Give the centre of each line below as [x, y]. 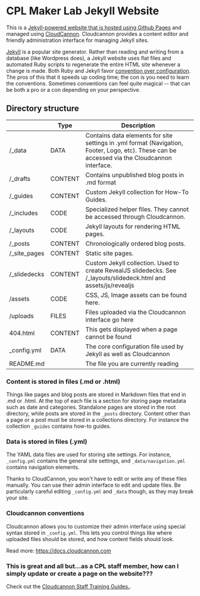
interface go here [110, 319]
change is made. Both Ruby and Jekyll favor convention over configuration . [99, 70]
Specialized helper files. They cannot [137, 209]
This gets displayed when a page [131, 329]
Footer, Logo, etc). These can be [131, 150]
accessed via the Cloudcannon [129, 158]
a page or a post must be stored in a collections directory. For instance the [98, 420]
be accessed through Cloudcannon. [135, 217]
